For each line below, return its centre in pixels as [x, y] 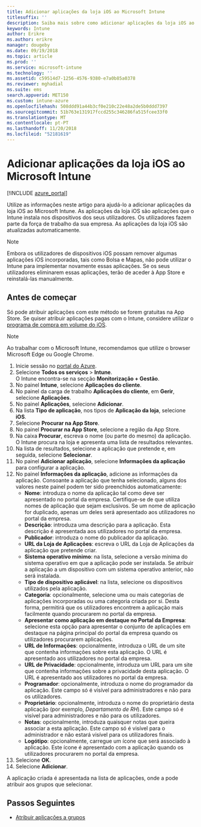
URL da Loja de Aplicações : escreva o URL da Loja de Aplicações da [109, 544]
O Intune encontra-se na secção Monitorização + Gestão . [87, 378]
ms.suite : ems [25, 90]
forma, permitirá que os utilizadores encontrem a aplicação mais [104, 607]
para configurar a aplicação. [50, 467]
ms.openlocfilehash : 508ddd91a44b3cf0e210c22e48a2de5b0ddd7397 [87, 106]
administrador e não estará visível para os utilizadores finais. [99, 734]
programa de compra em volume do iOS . [57, 324]
